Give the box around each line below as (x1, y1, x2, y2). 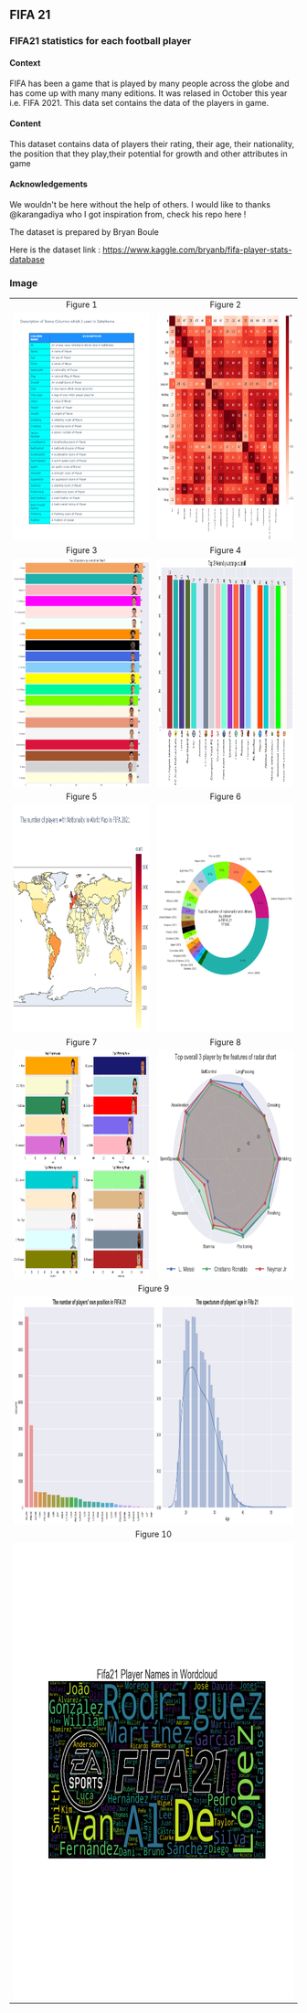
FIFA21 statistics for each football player (9, 35, 192, 48)
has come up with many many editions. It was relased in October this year (9, 87, 288, 99)
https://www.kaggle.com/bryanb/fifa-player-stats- (102, 244, 292, 255)
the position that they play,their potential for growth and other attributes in (9, 148, 288, 159)
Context (9, 57, 41, 68)
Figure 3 (65, 545, 98, 556)
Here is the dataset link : (9, 244, 101, 255)
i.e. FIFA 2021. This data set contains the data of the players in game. (9, 97, 270, 108)
